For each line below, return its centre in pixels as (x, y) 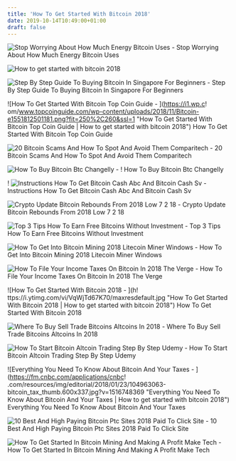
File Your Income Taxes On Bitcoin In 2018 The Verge (85, 276)
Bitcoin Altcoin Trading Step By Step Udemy (72, 356)
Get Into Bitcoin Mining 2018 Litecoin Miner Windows (85, 255)
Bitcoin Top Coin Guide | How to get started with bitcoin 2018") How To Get (117, 127)
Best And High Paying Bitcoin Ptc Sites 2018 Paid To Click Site (98, 429)
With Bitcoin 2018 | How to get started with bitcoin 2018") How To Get (109, 305)
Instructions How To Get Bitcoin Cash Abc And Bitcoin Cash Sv (100, 191)
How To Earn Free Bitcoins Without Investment (75, 234)
